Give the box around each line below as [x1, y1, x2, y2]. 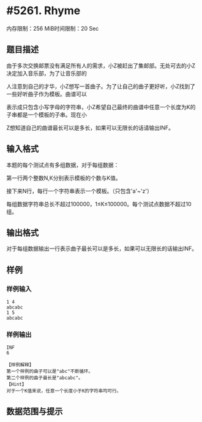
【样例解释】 [6, 362, 34, 368]
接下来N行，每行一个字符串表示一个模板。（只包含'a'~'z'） [6, 187, 153, 194]
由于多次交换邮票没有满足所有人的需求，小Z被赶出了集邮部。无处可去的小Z [6, 62, 196, 69]
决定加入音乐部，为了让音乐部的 [6, 69, 87, 77]
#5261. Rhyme [6, 4, 81, 18]
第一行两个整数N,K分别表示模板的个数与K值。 [6, 174, 121, 182]
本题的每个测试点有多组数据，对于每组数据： [6, 161, 119, 169]
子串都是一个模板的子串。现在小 [6, 111, 87, 118]
